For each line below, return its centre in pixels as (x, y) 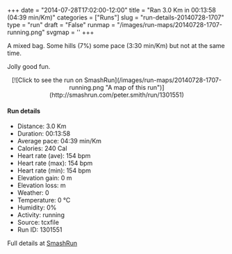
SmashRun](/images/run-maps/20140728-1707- (153, 80)
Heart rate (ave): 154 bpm (54, 156)
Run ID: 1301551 (40, 230)
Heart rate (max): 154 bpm (55, 164)
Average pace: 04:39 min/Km (59, 141)
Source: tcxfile (38, 223)
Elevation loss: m (41, 185)
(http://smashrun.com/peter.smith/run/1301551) (117, 95)
